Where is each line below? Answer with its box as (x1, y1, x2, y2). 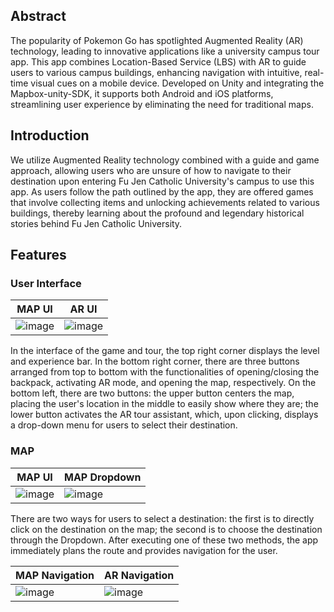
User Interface (10, 276, 82, 290)
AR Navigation (104, 568, 175, 582)
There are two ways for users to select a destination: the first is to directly (10, 512, 315, 524)
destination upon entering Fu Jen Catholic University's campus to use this (10, 175, 315, 187)
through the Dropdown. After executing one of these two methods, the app (10, 534, 319, 546)
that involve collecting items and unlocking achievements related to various (10, 196, 320, 208)
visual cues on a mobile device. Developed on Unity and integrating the (30, 77, 325, 89)
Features (10, 247, 67, 264)
